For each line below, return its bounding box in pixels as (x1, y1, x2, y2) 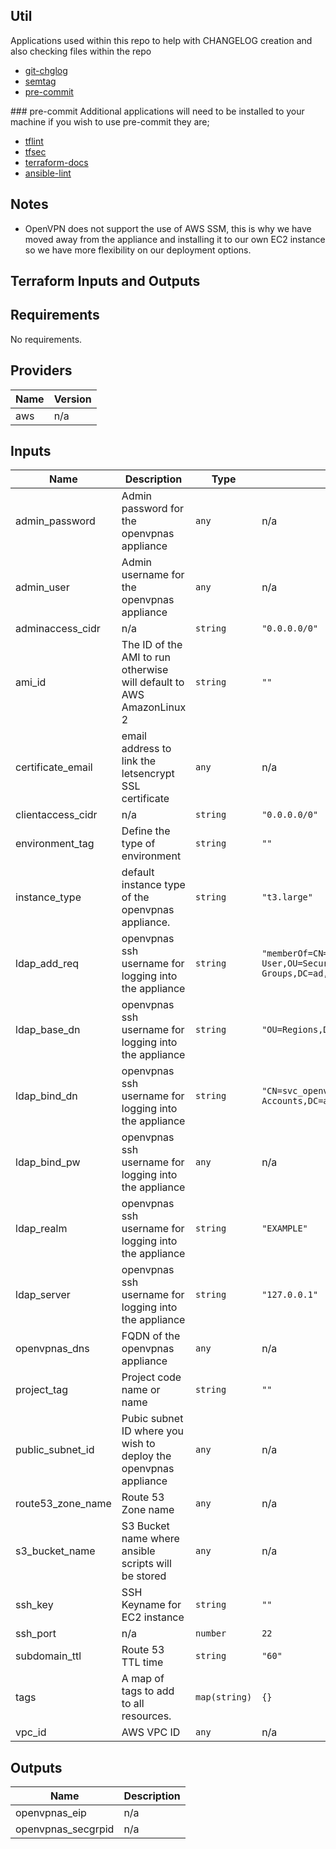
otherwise (121, 663, 169, 677)
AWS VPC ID (121, 1725, 181, 1739)
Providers (10, 362, 73, 379)
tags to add (121, 1684, 175, 1698)
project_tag (15, 1383, 69, 1397)
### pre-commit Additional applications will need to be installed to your (10, 105, 305, 117)
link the (121, 754, 157, 768)
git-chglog (24, 64, 68, 76)
